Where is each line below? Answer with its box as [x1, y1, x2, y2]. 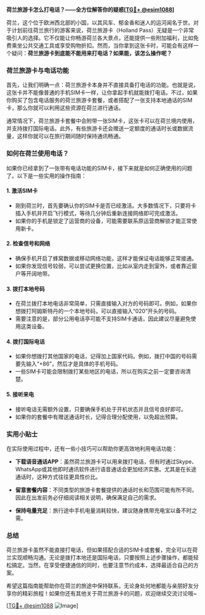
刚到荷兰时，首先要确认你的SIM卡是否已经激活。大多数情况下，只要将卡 [15, 202, 196, 209]
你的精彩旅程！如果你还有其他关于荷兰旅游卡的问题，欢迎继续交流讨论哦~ [11, 590, 197, 597]
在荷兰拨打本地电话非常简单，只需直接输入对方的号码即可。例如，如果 [15, 300, 192, 307]
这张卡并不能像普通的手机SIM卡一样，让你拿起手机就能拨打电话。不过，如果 [6, 89, 198, 97]
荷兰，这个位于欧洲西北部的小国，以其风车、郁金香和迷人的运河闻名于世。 [6, 19, 193, 26]
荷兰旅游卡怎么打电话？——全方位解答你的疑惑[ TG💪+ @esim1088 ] [6, 6, 175, 13]
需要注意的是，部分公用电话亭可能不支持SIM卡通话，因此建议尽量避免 [15, 315, 191, 323]
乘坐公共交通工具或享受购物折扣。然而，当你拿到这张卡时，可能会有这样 [11, 42, 193, 49]
